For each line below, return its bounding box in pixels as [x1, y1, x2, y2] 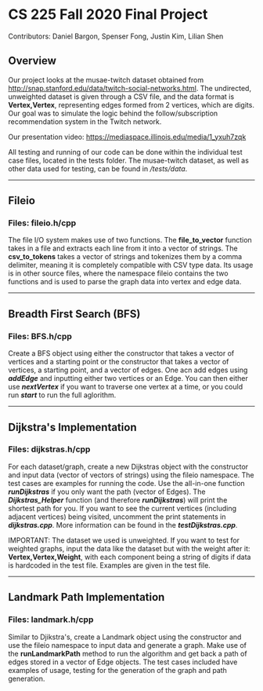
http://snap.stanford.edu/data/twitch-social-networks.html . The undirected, [8, 83, 252, 93]
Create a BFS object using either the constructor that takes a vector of [8, 349, 235, 358]
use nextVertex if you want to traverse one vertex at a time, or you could [8, 382, 243, 392]
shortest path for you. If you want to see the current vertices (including [8, 503, 237, 513]
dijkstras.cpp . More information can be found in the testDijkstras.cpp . [8, 520, 238, 529]
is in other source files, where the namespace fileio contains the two [8, 269, 229, 278]
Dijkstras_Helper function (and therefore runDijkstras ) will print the [8, 495, 228, 504]
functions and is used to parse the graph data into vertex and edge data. [8, 277, 242, 287]
